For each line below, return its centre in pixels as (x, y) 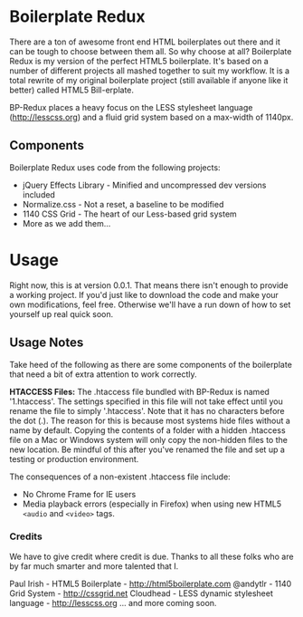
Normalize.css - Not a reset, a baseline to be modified (123, 204)
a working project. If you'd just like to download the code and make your (144, 294)
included (39, 194)
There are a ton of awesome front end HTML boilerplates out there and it (145, 42)
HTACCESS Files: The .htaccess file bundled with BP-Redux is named (139, 391)
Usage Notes (47, 343)
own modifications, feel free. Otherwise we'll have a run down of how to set (150, 304)
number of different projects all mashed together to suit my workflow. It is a (150, 71)
